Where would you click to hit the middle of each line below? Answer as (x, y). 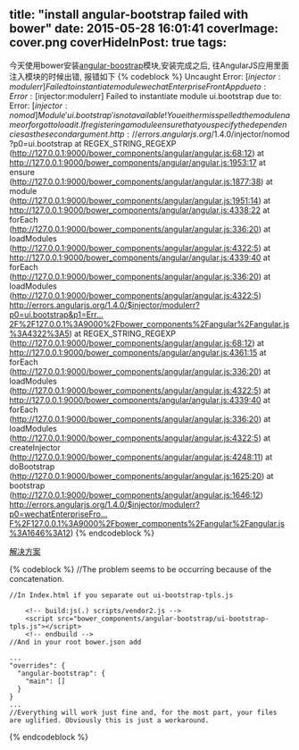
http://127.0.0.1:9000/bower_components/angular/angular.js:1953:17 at (137, 162)
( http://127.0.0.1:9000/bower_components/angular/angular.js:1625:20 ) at (141, 476)
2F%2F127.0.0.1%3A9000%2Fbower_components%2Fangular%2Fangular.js (149, 324)
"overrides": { (37, 665)
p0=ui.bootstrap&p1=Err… (57, 314)
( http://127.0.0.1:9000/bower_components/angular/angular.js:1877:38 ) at (141, 181)
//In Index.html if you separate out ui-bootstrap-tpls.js (121, 595)
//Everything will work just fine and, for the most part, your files (143, 712)
